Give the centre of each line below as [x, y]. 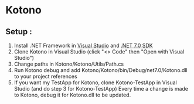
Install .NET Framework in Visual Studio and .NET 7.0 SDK [83, 45]
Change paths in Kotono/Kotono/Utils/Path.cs [69, 64]
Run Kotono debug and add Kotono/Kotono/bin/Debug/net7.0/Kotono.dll [101, 70]
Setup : [19, 32]
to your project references [45, 76]
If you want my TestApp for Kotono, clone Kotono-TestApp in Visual [95, 83]
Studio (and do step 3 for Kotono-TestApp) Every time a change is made [101, 89]
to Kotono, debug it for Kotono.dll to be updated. [72, 95]
